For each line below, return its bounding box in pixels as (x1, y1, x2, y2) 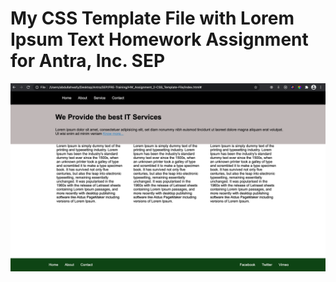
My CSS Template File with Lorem (10, 7, 295, 30)
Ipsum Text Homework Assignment (10, 28, 309, 51)
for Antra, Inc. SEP (10, 50, 166, 72)
